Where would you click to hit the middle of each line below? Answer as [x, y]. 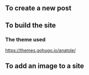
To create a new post [38, 8]
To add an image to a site [44, 66]
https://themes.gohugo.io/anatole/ [40, 50]
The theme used [25, 39]
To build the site [30, 25]
